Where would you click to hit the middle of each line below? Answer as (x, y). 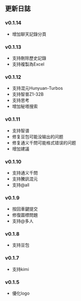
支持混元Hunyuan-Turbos (37, 88)
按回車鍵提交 (25, 209)
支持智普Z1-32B (28, 94)
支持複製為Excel (28, 64)
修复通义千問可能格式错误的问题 (44, 143)
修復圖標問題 (25, 215)
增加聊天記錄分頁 (29, 34)
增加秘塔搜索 (25, 106)
